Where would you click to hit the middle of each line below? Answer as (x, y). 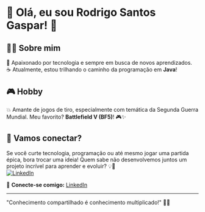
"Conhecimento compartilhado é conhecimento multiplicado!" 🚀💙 (88, 202)
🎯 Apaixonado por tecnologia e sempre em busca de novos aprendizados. (99, 63)
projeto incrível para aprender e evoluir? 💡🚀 (61, 166)
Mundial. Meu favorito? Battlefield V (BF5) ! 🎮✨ (66, 117)
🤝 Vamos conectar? (44, 138)
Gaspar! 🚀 (32, 25)
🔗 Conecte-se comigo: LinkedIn (47, 185)
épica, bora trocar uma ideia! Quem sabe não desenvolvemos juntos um (97, 159)
